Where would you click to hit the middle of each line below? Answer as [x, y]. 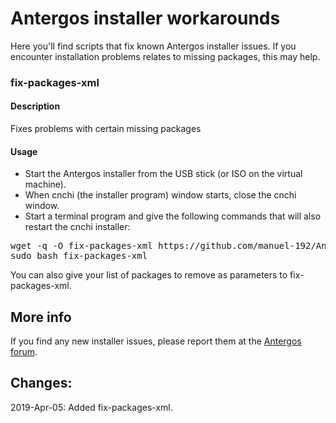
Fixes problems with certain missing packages [106, 129]
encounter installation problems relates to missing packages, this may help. [165, 56]
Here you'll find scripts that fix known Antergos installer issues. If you [153, 46]
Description [35, 106]
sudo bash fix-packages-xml [79, 256]
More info [41, 317]
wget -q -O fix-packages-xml [81, 246]
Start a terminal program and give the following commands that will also [173, 216]
